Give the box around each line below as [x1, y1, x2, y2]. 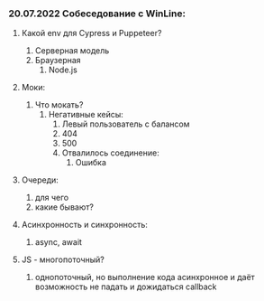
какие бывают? [34, 202, 94, 212]
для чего [34, 193, 69, 203]
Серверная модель [34, 45, 110, 56]
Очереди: [21, 174, 59, 185]
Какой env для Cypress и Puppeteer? [21, 28, 162, 39]
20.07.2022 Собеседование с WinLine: [8, 7, 187, 20]
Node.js [48, 64, 77, 75]
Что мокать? [34, 99, 84, 110]
